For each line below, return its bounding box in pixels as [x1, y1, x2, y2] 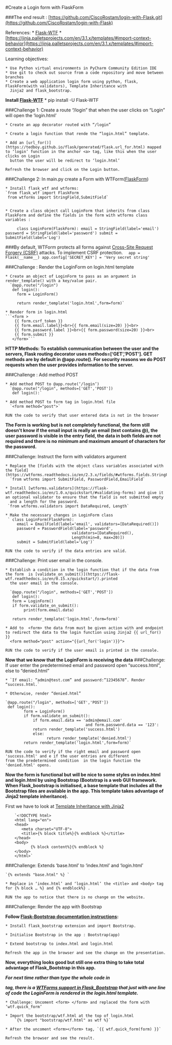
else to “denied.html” [5, 668, 50, 674]
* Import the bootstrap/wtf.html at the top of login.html [5, 1013, 134, 1018]
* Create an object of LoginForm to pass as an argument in [5, 274, 137, 279]
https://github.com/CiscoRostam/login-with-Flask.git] [50, 14, 163, 20]
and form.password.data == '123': [85, 722, 159, 727]
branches [5, 75, 24, 80]
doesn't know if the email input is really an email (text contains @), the [5, 427, 158, 433]
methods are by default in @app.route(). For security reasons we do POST [5, 357, 166, 362]
